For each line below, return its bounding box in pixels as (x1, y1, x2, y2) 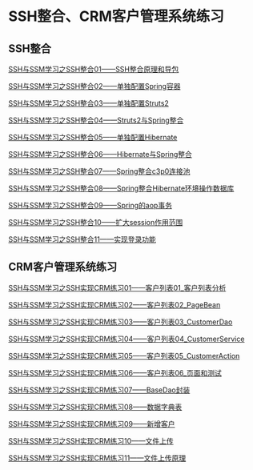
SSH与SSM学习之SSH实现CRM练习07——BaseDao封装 (8, 385, 191, 395)
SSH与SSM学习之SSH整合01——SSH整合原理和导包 (8, 65, 179, 74)
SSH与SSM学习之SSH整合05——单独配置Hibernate (8, 133, 178, 142)
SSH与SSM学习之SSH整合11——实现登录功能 (8, 235, 156, 244)
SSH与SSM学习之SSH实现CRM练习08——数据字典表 (8, 402, 183, 412)
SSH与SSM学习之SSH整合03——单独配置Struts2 (8, 98, 170, 108)
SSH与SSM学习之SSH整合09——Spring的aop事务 (8, 201, 172, 210)
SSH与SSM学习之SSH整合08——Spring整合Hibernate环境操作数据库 (8, 183, 235, 193)
